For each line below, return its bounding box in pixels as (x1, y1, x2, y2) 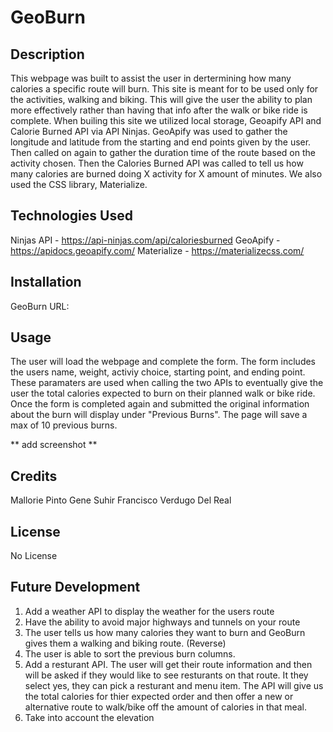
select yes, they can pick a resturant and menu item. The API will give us (24, 679, 324, 691)
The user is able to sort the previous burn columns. (24, 647, 236, 660)
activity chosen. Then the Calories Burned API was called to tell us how (10, 157, 304, 169)
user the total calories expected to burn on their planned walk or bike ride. (10, 387, 316, 400)
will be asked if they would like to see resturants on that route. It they (24, 669, 309, 681)
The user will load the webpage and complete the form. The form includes (10, 356, 317, 368)
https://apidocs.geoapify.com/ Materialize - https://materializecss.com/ (10, 244, 305, 256)
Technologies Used (10, 207, 133, 225)
